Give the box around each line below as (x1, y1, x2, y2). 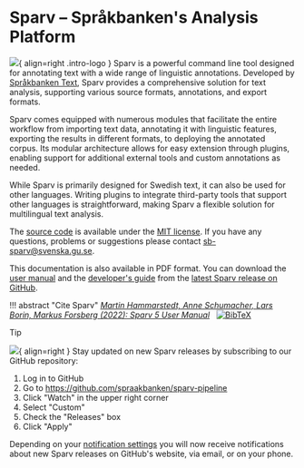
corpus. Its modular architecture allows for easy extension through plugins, (9, 142, 290, 153)
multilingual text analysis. (9, 208, 104, 219)
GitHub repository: (9, 355, 79, 366)
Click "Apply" (22, 421, 73, 432)
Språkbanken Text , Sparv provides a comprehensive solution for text (9, 76, 266, 88)
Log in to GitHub (22, 373, 84, 384)
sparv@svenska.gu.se (9, 245, 93, 256)
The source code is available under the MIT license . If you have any (9, 226, 262, 237)
